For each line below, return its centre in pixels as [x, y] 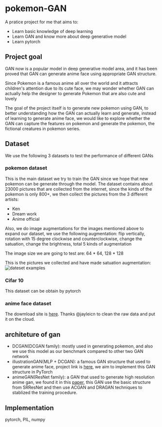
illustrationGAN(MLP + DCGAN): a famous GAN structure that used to [81, 361]
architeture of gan [33, 335]
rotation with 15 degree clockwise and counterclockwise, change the [73, 239]
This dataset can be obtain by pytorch [43, 291]
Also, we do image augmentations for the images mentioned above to [74, 228]
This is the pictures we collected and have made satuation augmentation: [78, 263]
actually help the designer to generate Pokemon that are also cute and [75, 93]
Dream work [24, 213]
